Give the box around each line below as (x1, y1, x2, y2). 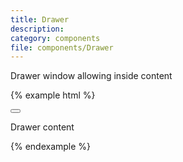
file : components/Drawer (10, 42, 114, 53)
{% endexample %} (10, 141, 92, 153)
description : (10, 24, 65, 34)
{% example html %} (10, 89, 96, 101)
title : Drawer (10, 14, 70, 25)
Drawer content (10, 121, 75, 133)
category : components (10, 33, 101, 43)
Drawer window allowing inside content (10, 70, 173, 82)
